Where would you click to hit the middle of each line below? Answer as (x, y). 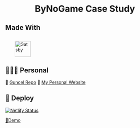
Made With (23, 28)
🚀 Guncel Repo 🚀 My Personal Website (45, 82)
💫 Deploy (20, 98)
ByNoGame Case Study (85, 9)
